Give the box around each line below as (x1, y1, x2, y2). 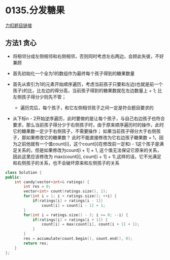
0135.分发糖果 (5, 5, 65, 16)
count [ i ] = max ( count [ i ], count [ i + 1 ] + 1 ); (41, 222, 140, 227)
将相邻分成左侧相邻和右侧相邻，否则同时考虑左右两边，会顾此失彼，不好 (12, 53, 164, 59)
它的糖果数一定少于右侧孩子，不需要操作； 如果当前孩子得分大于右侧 (12, 128, 156, 134)
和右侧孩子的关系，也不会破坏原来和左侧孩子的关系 (12, 159, 120, 166)
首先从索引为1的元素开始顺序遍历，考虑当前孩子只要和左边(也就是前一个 (12, 81, 163, 87)
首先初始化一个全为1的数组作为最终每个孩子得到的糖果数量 (12, 70, 135, 76)
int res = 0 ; (23, 184, 51, 189)
